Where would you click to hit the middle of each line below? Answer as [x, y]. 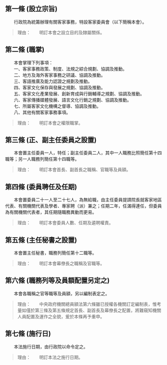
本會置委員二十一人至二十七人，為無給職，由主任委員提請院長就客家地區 [88, 200]
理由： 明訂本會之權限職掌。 [50, 123]
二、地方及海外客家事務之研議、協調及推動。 [59, 75]
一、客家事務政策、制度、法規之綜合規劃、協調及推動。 [70, 69]
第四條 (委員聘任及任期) [41, 187]
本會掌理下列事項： [33, 62]
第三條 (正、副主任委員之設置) [51, 140]
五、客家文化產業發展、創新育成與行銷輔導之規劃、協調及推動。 [79, 93]
